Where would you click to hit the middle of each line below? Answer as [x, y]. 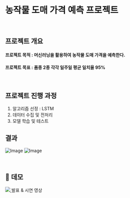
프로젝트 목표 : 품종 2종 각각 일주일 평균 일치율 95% [55, 67]
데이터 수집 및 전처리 [32, 115]
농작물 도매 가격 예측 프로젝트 [62, 10]
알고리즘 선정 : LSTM [33, 108]
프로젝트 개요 [24, 41]
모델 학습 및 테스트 [30, 121]
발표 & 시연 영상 [27, 190]
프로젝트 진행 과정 [31, 96]
